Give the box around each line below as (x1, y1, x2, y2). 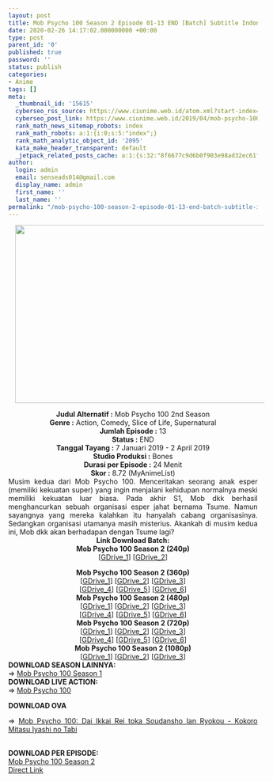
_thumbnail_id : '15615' (15, 100, 93, 108)
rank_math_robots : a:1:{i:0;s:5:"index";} (15, 129, 157, 137)
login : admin (15, 166, 59, 174)
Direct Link (8, 765, 44, 775)
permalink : (8, 203, 44, 211)
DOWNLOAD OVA (8, 701, 67, 711)
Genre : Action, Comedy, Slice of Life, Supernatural (49, 418, 217, 427)
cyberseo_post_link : (15, 115, 83, 123)
